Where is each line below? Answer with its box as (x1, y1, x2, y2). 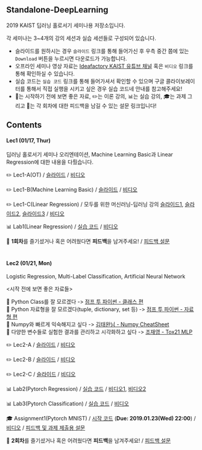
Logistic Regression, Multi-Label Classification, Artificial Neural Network (6, 273, 186, 280)
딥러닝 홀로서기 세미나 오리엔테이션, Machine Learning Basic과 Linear (6, 151, 174, 158)
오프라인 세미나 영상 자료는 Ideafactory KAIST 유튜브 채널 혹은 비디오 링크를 (14, 62, 194, 69)
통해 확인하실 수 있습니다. (14, 69, 75, 77)
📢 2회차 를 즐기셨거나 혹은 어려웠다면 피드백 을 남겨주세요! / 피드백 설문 (6, 437, 171, 445)
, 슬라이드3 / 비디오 (19, 210, 65, 217)
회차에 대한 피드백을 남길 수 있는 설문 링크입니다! (42, 102, 157, 109)
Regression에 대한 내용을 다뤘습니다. (6, 158, 94, 166)
